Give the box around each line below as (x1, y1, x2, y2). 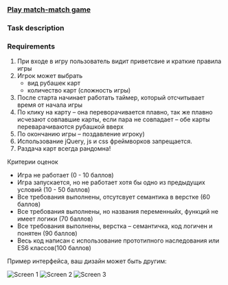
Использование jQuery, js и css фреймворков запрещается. (16, 137, 192, 145)
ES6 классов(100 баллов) (16, 244, 91, 252)
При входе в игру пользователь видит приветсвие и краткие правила (16, 57, 222, 66)
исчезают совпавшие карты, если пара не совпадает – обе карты (16, 115, 210, 124)
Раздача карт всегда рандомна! (16, 145, 111, 153)
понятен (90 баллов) (16, 230, 78, 238)
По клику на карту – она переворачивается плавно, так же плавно (16, 108, 213, 116)
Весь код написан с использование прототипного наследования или (16, 236, 220, 245)
